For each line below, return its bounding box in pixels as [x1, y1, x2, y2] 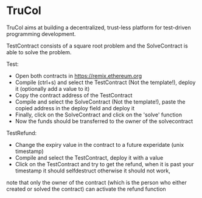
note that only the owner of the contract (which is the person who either [6, 179, 187, 186]
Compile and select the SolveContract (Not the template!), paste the [15, 98, 186, 105]
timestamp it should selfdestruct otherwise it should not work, [15, 167, 170, 174]
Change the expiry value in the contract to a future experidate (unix [15, 141, 184, 148]
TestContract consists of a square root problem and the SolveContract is [6, 42, 189, 49]
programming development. [6, 30, 76, 37]
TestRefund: [6, 129, 37, 136]
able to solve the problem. [6, 48, 72, 55]
